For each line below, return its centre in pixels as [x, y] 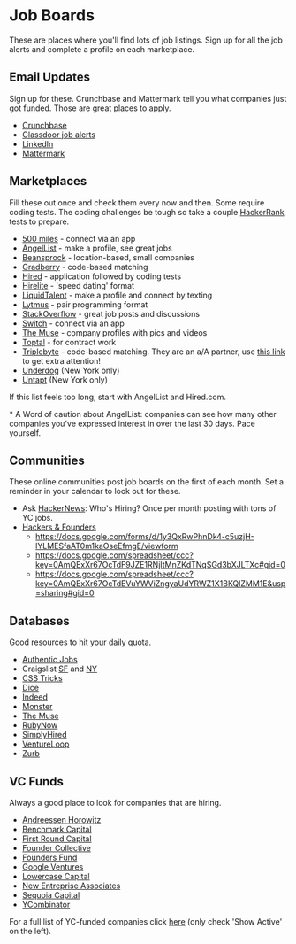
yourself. [25, 433]
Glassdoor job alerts [58, 135]
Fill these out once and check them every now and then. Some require [137, 202]
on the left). [30, 931]
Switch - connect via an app [73, 323]
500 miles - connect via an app [79, 238]
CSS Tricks [42, 678]
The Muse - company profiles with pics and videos [114, 332]
